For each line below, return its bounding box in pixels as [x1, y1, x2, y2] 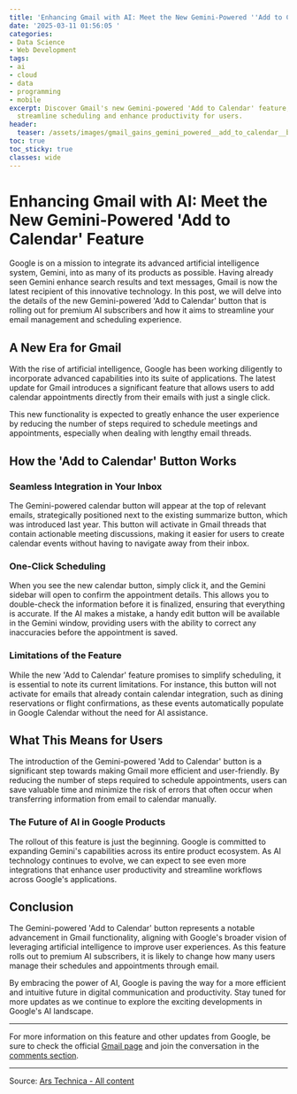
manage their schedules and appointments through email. [9, 960, 219, 971]
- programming [9, 87, 62, 96]
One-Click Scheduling [9, 560, 106, 572]
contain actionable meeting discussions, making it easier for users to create [9, 528, 285, 539]
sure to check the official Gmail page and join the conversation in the [9, 1041, 260, 1051]
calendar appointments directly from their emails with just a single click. [9, 392, 271, 403]
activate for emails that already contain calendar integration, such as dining [9, 688, 284, 699]
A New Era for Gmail [9, 340, 122, 355]
